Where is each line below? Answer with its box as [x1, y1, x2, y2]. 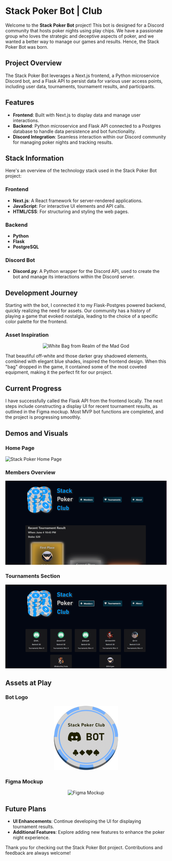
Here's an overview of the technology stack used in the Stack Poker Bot [5, 167, 157, 174]
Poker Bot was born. [5, 44, 49, 50]
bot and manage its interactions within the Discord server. [12, 273, 135, 280]
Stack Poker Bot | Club [5, 5, 102, 17]
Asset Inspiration [5, 331, 49, 338]
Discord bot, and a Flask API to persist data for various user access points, [5, 77, 163, 84]
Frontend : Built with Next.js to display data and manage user [12, 112, 141, 118]
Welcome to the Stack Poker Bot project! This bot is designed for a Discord [5, 22, 164, 28]
